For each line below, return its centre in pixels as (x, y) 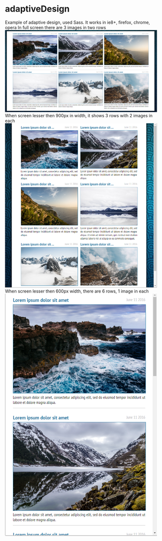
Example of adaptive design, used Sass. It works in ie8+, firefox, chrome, (78, 22)
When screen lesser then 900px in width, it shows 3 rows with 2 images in (79, 115)
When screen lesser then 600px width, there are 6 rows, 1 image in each (77, 291)
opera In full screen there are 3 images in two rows (55, 27)
